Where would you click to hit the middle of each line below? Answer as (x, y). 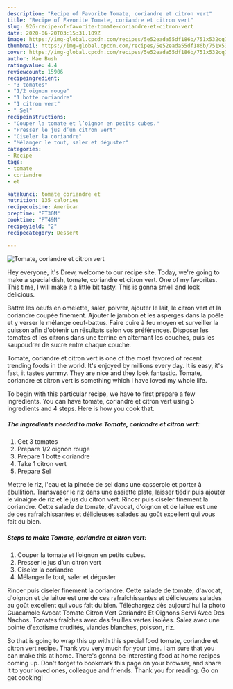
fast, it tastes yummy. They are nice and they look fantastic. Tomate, (105, 373)
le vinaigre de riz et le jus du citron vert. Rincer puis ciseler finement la (108, 499)
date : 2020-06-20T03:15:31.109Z (54, 33)
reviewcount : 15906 (35, 72)
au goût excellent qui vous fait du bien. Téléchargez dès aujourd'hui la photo (116, 606)
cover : (17, 53)
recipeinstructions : (37, 117)
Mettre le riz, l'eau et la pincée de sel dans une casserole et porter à (105, 485)
